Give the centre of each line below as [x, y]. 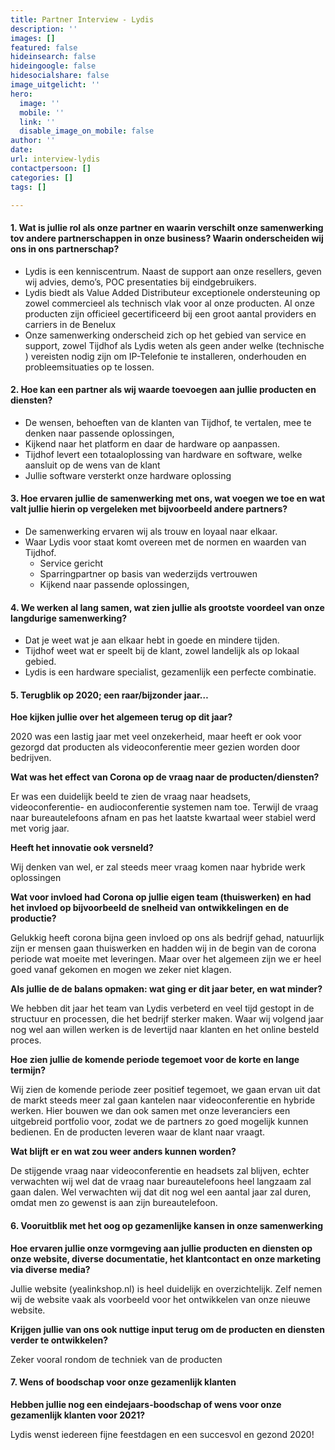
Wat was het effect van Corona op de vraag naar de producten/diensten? [165, 777]
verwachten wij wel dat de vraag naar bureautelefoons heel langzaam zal [161, 1182]
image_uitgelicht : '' [55, 85]
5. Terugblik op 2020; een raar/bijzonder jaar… [109, 695]
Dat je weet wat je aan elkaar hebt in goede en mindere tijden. [152, 640]
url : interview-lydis [55, 159]
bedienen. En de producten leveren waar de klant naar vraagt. [137, 1132]
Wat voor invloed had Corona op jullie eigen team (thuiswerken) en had [161, 897]
